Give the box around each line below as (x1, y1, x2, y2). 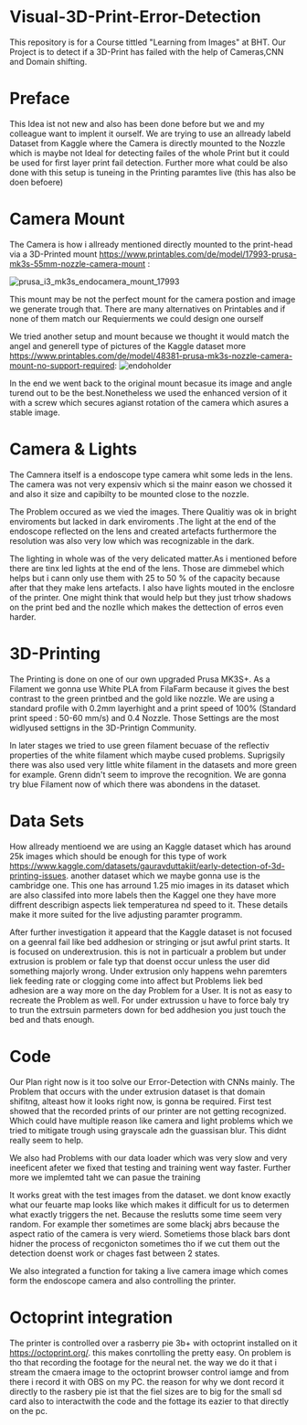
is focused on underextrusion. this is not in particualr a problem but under (9, 946, 287, 957)
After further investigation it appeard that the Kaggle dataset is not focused (9, 926, 292, 938)
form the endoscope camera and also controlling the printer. (9, 1275, 237, 1286)
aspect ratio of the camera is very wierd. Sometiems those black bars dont (9, 1228, 291, 1239)
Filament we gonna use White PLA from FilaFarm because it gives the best (9, 683, 290, 694)
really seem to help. (9, 1134, 84, 1145)
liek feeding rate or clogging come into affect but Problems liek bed (9, 975, 263, 986)
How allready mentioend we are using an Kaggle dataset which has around (9, 841, 291, 852)
